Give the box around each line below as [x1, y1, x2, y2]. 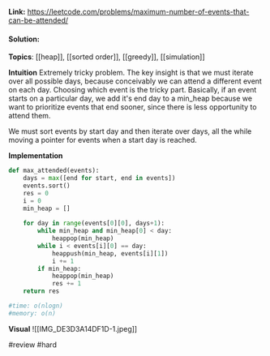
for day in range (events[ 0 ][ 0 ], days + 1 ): [23, 219, 165, 228]
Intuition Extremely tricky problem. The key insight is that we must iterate [8, 68, 254, 78]
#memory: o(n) [8, 309, 57, 317]
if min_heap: [37, 264, 82, 272]
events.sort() [23, 182, 71, 190]
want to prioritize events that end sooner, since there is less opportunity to [8, 102, 257, 112]
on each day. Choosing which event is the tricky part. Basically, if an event [8, 85, 257, 95]
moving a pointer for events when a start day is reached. [8, 135, 197, 145]
